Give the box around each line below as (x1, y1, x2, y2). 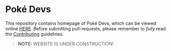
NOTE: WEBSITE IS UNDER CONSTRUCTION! (17, 40, 114, 46)
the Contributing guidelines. (5, 31, 64, 37)
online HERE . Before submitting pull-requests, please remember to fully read (5, 25, 166, 31)
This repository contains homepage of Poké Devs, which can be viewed (5, 20, 157, 26)
